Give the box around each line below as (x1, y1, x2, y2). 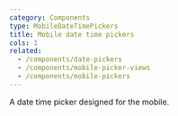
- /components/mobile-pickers (17, 72, 130, 81)
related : (9, 47, 42, 56)
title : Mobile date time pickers (9, 30, 135, 39)
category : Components (9, 13, 91, 22)
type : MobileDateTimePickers (9, 22, 119, 31)
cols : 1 (9, 38, 39, 48)
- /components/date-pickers (17, 55, 123, 64)
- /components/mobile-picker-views (17, 64, 151, 73)
